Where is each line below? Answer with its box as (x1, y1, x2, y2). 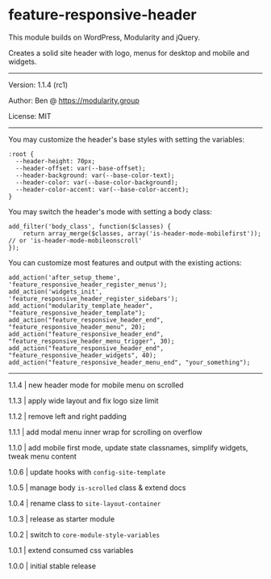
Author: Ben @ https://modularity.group (8, 95, 140, 105)
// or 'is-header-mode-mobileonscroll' (8, 236, 143, 244)
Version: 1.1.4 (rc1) (8, 79, 69, 90)
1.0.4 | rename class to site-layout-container (8, 498, 161, 508)
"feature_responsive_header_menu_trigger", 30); (8, 337, 175, 345)
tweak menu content (8, 451, 77, 461)
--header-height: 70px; (15, 157, 95, 165)
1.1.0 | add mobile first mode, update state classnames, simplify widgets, (8, 442, 248, 452)
